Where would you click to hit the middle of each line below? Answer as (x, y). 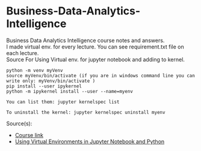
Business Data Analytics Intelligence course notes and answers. (85, 40)
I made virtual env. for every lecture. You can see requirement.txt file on (95, 47)
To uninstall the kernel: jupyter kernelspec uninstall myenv (86, 112)
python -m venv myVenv (35, 70)
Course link (29, 135)
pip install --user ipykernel (44, 86)
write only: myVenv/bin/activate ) (51, 81)
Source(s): (19, 123)
